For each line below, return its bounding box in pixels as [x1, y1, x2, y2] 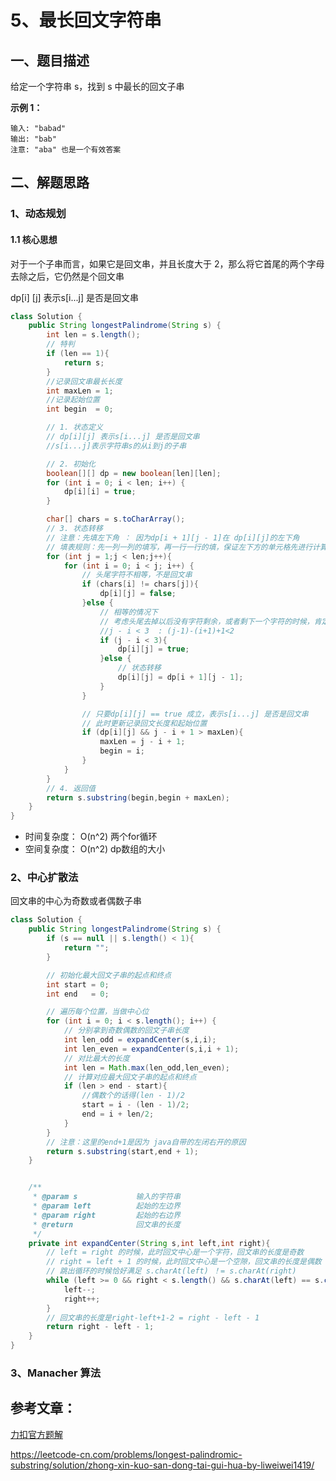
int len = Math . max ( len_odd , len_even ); [63, 1062, 230, 1073]
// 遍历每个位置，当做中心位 [46, 1007, 150, 1017]
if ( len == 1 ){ [46, 349, 110, 359]
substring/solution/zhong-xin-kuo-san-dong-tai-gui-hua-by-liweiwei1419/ [10, 1459, 315, 1471]
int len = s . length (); [46, 330, 141, 340]
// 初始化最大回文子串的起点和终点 [46, 970, 172, 980]
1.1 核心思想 [10, 233, 58, 245]
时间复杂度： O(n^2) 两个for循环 [24, 831, 158, 843]
